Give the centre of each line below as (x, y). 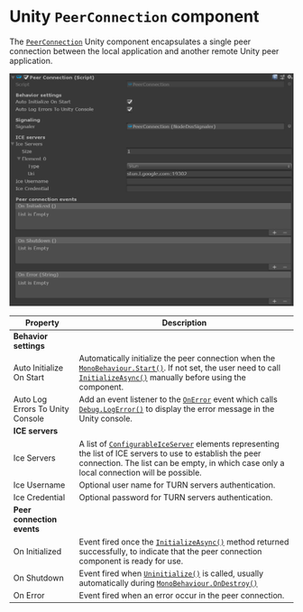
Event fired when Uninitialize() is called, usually (171, 573)
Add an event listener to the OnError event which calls (178, 399)
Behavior (30, 336)
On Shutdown (39, 578)
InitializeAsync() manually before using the (162, 377)
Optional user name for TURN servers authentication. (177, 485)
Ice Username (39, 485)
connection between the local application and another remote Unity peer (144, 50)
